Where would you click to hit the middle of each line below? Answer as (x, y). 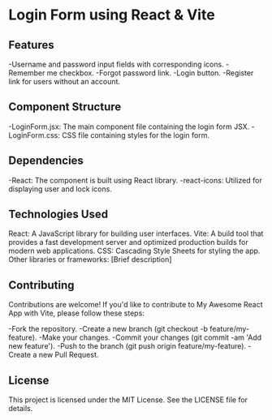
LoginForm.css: (35, 135)
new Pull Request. (69, 355)
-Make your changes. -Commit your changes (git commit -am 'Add (150, 337)
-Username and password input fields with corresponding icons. (117, 64)
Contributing (41, 285)
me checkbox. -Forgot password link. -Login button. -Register (150, 73)
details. (21, 409)
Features (31, 45)
